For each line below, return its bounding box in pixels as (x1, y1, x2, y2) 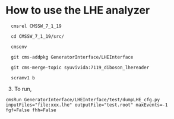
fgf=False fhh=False (5, 107, 57, 113)
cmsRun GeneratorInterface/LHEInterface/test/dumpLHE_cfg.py (5, 97, 160, 102)
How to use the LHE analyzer (5, 4, 150, 17)
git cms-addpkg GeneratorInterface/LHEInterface (11, 54, 134, 60)
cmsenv (11, 44, 27, 50)
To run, (14, 85, 32, 92)
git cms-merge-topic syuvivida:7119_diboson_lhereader (11, 65, 150, 70)
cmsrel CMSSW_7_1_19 (11, 23, 62, 29)
